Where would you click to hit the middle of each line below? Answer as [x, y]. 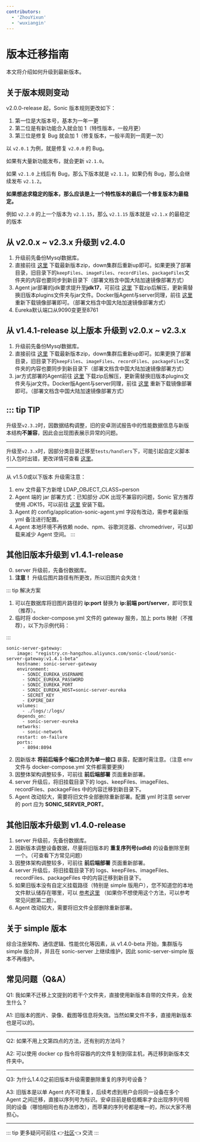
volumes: [28, 706]
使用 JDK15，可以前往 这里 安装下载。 [61, 504]
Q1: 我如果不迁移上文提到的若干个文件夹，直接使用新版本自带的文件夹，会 [97, 994]
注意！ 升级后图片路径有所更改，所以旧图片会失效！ [78, 578]
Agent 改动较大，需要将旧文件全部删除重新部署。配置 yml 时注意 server [102, 797]
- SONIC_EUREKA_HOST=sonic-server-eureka [74, 690]
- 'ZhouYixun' [29, 17]
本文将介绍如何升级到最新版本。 [45, 72]
